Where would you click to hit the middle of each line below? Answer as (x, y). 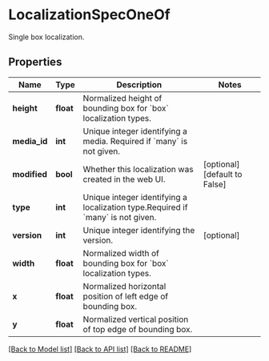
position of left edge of (126, 296)
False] (215, 184)
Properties (35, 62)
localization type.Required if (135, 207)
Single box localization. (46, 37)
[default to (223, 174)
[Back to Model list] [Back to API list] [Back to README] (100, 349)
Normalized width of (121, 253)
